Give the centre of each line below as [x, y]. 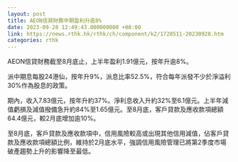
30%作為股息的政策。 [39, 85]
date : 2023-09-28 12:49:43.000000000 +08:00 [74, 27]
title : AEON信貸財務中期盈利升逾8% [54, 21]
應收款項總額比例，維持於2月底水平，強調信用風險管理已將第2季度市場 [123, 142]
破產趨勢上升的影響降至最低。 [51, 151]
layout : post [27, 14]
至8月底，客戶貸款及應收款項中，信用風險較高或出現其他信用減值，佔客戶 [115, 134]
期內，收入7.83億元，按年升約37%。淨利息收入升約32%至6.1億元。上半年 [115, 101]
